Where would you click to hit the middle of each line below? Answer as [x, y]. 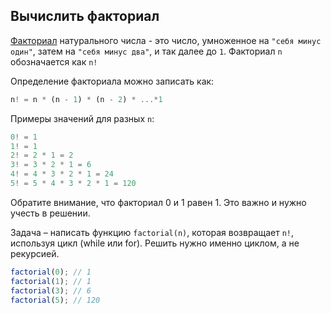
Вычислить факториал [85, 16]
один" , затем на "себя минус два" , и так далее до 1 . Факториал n [146, 51]
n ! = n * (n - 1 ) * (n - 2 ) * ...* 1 [86, 99]
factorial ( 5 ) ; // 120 [55, 300]
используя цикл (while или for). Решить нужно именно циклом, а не [155, 243]
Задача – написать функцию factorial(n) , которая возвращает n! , [152, 232]
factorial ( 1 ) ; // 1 [51, 281]
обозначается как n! [54, 61]
